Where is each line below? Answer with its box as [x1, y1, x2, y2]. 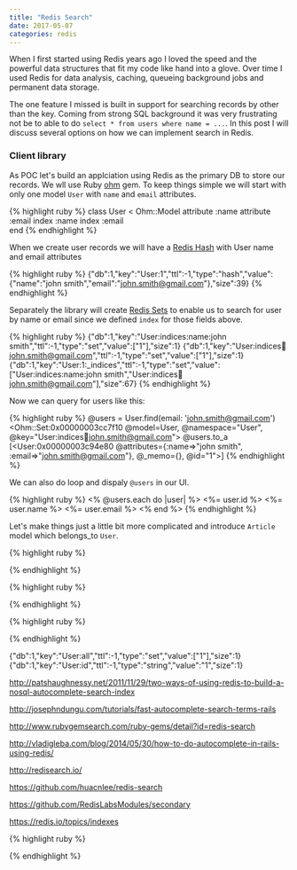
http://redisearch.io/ [9, 764, 82, 775]
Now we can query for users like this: [9, 396, 145, 406]
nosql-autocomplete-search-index [9, 686, 136, 697]
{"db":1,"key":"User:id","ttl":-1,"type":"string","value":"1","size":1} [9, 660, 244, 670]
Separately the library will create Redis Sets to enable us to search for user [9, 304, 282, 315]
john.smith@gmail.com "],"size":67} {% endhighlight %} [9, 378, 211, 388]
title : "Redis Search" [9, 12, 93, 22]
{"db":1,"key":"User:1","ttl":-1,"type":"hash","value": [87, 268, 273, 279]
